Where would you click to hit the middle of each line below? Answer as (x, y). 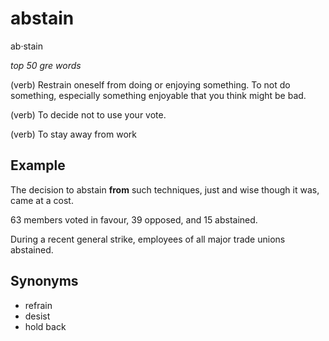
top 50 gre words (46, 65)
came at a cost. (42, 200)
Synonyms (44, 281)
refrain (38, 305)
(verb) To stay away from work (73, 134)
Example (38, 165)
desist (37, 316)
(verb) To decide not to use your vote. (88, 114)
